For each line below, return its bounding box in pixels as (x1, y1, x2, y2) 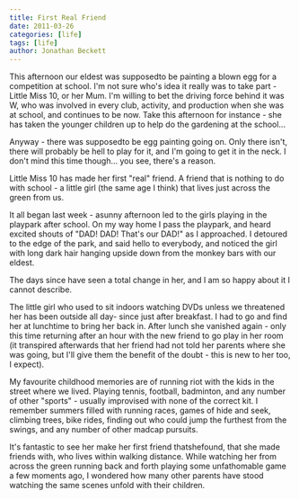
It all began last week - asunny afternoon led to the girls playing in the (9, 209, 268, 220)
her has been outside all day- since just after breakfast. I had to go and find (9, 311, 287, 322)
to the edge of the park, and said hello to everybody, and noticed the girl (9, 238, 278, 249)
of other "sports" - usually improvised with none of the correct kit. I (9, 396, 259, 406)
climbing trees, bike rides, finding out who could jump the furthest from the (9, 414, 287, 425)
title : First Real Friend (9, 13, 106, 22)
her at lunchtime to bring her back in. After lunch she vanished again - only (9, 321, 287, 332)
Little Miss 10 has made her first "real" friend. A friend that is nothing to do (9, 173, 285, 184)
